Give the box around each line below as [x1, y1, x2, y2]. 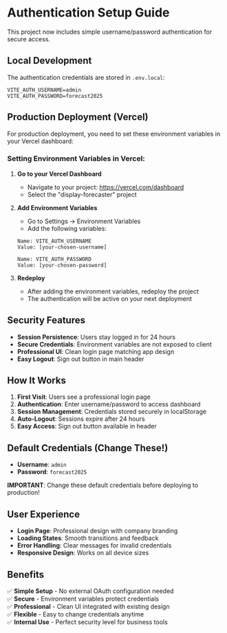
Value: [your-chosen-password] [17, 262, 107, 269]
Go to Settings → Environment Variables [27, 217, 141, 225]
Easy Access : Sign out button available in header [17, 422, 157, 430]
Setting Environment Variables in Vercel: [7, 154, 146, 163]
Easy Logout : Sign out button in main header [17, 355, 144, 363]
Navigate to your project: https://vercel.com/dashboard [27, 183, 184, 191]
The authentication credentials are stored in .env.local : [7, 73, 165, 81]
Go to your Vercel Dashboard [17, 169, 102, 178]
